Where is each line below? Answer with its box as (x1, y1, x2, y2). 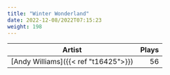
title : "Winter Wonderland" (7, 10, 90, 17)
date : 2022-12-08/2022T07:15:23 (7, 17, 102, 24)
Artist (62, 45, 82, 55)
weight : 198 (7, 23, 42, 30)
